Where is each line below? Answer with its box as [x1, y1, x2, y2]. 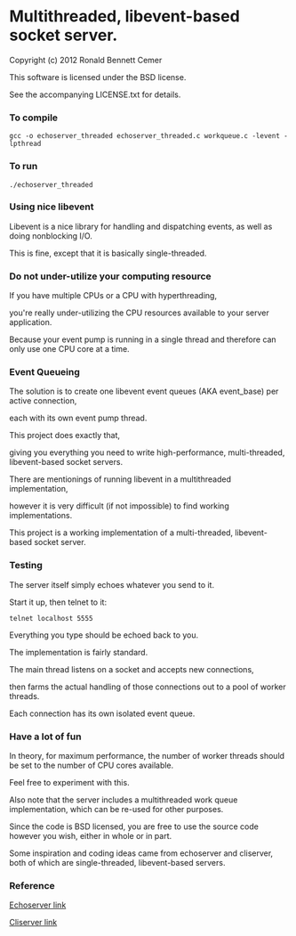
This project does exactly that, [9, 430, 121, 441]
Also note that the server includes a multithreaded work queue [9, 794, 238, 805]
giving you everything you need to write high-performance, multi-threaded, [9, 447, 285, 458]
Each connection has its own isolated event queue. [9, 708, 196, 719]
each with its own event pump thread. [9, 412, 148, 424]
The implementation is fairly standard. [9, 647, 148, 657]
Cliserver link [9, 917, 58, 928]
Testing [9, 559, 43, 572]
